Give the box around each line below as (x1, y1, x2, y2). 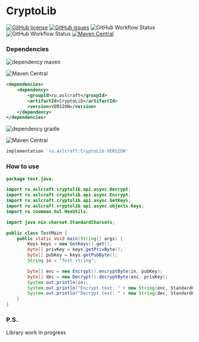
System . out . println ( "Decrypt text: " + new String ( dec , (27, 290, 168, 296)
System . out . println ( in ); (27, 279, 89, 286)
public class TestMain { (6, 230, 68, 236)
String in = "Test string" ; (27, 258, 97, 264)
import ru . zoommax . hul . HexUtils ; (6, 208, 89, 214)
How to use (6, 162, 40, 170)
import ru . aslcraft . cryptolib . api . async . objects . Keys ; (6, 203, 145, 209)
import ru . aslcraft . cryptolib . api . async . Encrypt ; (6, 192, 131, 198)
